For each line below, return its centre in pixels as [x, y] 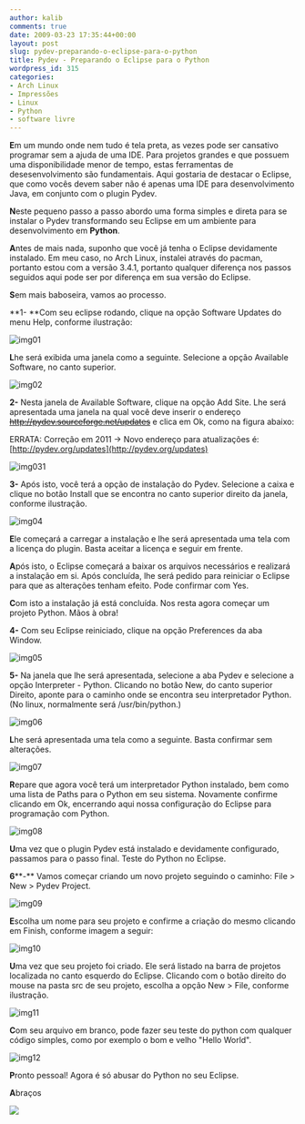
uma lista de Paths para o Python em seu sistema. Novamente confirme [143, 795]
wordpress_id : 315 [44, 69]
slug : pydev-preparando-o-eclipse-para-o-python [103, 52]
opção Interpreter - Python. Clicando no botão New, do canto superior [141, 685]
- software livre [42, 119]
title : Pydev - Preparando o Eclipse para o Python [109, 60]
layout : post [34, 43]
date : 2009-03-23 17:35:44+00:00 [73, 35]
